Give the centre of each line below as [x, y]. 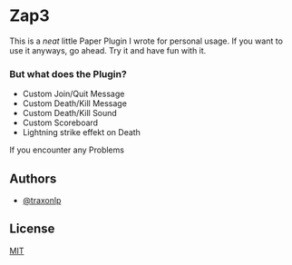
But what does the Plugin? [68, 74]
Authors [33, 178]
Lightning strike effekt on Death [81, 132]
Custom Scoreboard [60, 123]
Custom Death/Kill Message [74, 103]
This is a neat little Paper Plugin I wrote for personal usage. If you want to [146, 41]
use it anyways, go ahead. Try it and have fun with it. [108, 50]
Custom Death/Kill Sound [70, 113]
